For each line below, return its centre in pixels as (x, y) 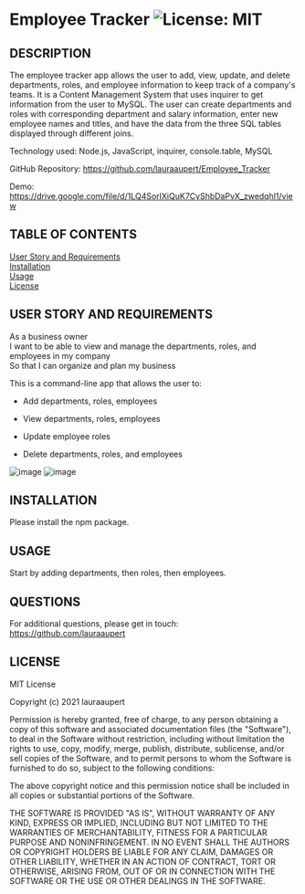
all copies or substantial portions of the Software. (102, 795)
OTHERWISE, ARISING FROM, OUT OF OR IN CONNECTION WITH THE (142, 871)
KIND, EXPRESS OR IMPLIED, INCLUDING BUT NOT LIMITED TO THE (139, 823)
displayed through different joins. (72, 133)
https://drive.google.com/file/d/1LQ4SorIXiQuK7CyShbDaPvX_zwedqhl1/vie (152, 196)
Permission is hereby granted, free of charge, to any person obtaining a (144, 719)
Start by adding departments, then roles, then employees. (118, 573)
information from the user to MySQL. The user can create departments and (151, 104)
